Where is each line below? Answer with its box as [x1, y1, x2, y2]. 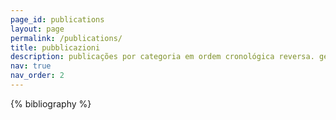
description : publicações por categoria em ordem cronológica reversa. [10, 52, 315, 62]
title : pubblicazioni [10, 42, 101, 53]
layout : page [10, 24, 65, 34]
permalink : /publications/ [10, 33, 123, 43]
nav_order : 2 [10, 71, 65, 81]
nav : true [10, 61, 52, 71]
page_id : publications [10, 14, 105, 25]
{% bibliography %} [10, 97, 92, 110]
